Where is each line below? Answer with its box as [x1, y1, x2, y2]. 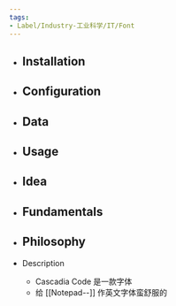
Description [21, 257, 65, 268]
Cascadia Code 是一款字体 [34, 276, 133, 287]
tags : [9, 12, 29, 22]
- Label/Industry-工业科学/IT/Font [9, 21, 135, 30]
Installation [21, 54, 86, 69]
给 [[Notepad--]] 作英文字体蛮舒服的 [34, 287, 168, 297]
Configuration [21, 84, 102, 99]
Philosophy [21, 234, 86, 249]
